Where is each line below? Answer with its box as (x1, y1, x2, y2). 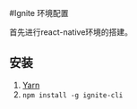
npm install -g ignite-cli (21, 90, 124, 100)
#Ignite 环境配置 (9, 8, 69, 18)
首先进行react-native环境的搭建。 (9, 27, 133, 38)
